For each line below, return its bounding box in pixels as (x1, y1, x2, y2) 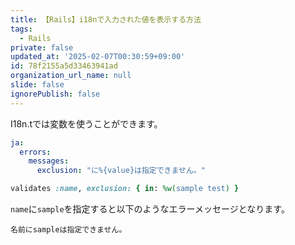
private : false (10, 42, 74, 53)
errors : (19, 147, 52, 157)
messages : (28, 156, 70, 166)
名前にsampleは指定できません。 (10, 225, 127, 235)
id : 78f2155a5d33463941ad (10, 61, 118, 71)
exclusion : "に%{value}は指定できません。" (36, 166, 206, 176)
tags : (10, 24, 33, 34)
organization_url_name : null (10, 71, 132, 81)
